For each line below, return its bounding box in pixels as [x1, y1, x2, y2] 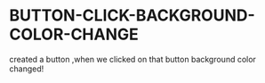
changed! [9, 63, 44, 74]
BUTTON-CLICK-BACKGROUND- [9, 5, 255, 26]
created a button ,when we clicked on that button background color [9, 54, 256, 64]
